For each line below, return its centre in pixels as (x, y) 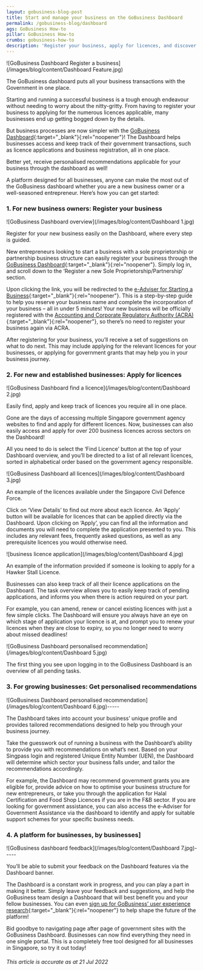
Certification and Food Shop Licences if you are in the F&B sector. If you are (101, 799)
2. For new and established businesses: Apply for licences (94, 375)
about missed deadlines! (37, 634)
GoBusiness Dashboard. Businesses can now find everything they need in (98, 935)
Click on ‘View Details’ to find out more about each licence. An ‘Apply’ (93, 510)
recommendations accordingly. (45, 768)
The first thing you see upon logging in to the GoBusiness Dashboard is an (99, 665)
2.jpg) (14, 395)
